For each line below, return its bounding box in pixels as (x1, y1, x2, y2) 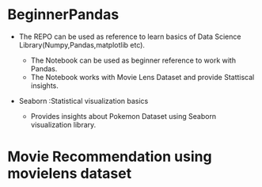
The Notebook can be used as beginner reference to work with (30, 55, 237, 65)
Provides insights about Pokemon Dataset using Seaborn (30, 111, 217, 120)
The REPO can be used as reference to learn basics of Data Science (18, 32, 241, 41)
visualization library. (30, 120, 97, 129)
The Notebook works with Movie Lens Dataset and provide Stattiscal (30, 72, 255, 82)
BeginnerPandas (7, 6, 120, 24)
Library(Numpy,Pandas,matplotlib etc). (18, 40, 146, 49)
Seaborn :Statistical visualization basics (18, 96, 149, 105)
